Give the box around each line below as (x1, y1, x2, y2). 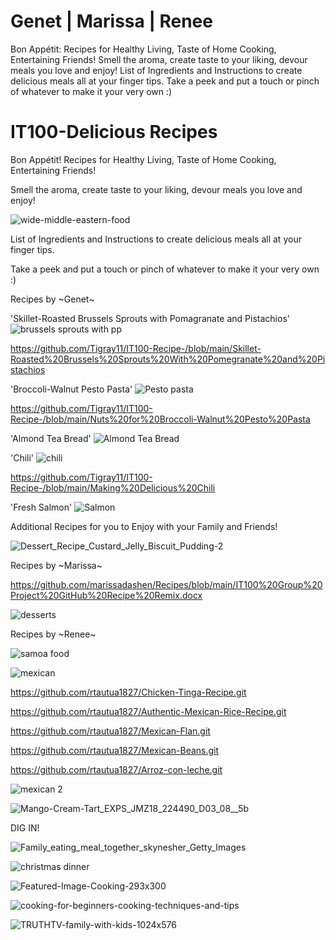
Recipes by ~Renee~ (10, 628, 97, 640)
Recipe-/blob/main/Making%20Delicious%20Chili (10, 481, 216, 494)
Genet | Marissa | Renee (10, 10, 213, 33)
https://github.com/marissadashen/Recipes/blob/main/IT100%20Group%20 (10, 578, 323, 590)
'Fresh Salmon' (10, 501, 73, 513)
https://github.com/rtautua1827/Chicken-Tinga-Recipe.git (10, 686, 247, 698)
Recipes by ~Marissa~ (10, 559, 103, 571)
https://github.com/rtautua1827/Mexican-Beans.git (10, 744, 220, 756)
